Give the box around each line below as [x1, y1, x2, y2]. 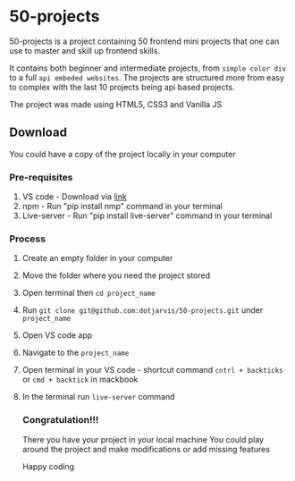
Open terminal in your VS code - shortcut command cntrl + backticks [21, 365, 283, 376]
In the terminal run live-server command [21, 392, 176, 402]
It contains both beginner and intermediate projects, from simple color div [9, 63, 286, 73]
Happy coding [21, 460, 74, 471]
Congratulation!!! [21, 414, 99, 426]
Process [9, 232, 46, 245]
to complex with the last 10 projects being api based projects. [9, 81, 235, 92]
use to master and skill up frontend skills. [9, 45, 161, 55]
